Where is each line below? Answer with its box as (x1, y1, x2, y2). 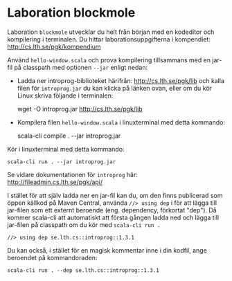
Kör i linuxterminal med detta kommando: (7, 145, 125, 153)
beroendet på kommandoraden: (7, 253, 98, 262)
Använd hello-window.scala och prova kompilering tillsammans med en (7, 55, 211, 64)
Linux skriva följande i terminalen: (17, 91, 114, 100)
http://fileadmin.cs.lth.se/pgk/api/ (7, 178, 103, 186)
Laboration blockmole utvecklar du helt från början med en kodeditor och (7, 28, 215, 36)
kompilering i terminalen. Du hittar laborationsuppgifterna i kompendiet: (7, 35, 211, 43)
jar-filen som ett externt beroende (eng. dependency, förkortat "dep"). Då (7, 206, 217, 214)
